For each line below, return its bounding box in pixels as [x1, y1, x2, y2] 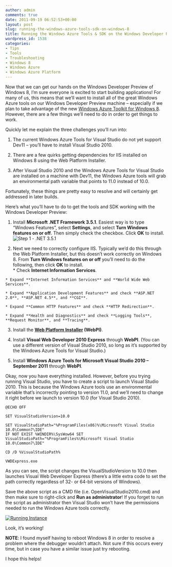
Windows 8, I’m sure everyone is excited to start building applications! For [5, 89, 161, 95]
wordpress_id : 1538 [5, 36, 47, 42]
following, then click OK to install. [12, 262, 83, 268]
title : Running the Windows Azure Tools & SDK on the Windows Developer [5, 31, 164, 36]
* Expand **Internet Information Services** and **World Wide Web [5, 277, 150, 282]
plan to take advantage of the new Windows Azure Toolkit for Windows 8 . [5, 106, 160, 112]
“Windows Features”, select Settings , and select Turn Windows [12, 225, 148, 230]
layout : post [5, 22, 33, 27]
